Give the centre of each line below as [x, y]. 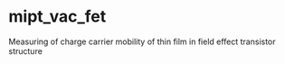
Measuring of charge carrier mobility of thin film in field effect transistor [142, 41]
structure [25, 50]
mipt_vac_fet [57, 17]
